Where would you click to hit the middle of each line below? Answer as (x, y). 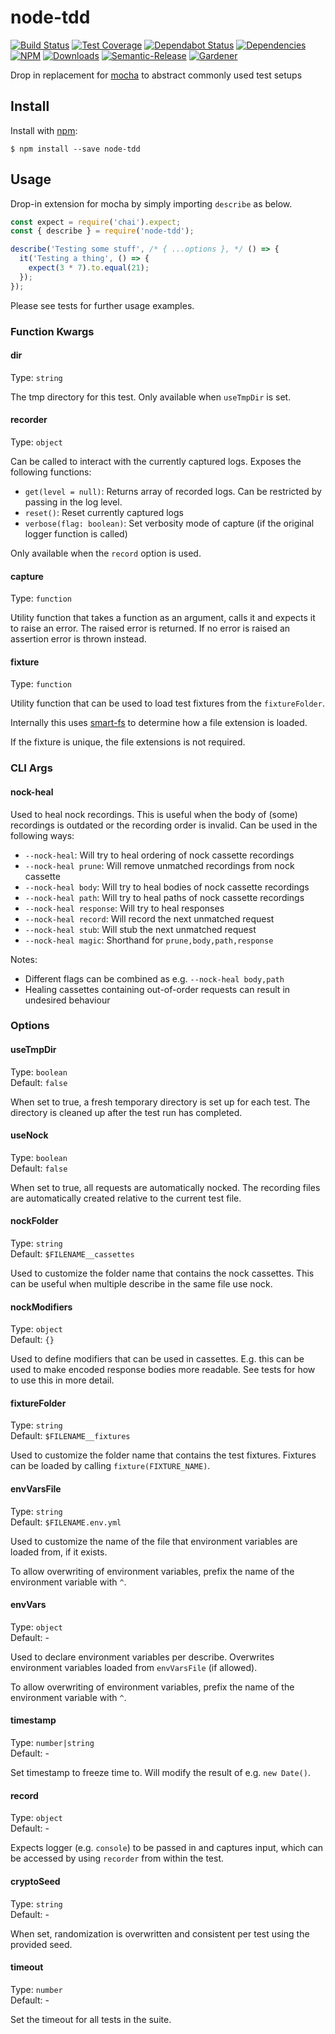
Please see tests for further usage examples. (102, 305)
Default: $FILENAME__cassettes (72, 1254)
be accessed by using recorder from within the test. (117, 1858)
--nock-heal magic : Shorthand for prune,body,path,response (149, 940)
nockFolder (34, 1221)
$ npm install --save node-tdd (75, 149)
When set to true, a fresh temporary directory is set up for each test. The (160, 1102)
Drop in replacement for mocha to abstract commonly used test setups (156, 75)
